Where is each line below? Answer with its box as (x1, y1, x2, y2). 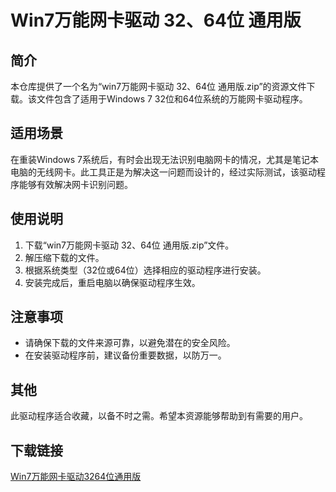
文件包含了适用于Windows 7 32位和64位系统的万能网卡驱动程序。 (36, 93, 308, 105)
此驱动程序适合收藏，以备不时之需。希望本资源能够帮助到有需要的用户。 (10, 410, 308, 422)
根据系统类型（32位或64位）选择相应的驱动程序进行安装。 (24, 264, 267, 276)
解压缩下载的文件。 (24, 251, 105, 263)
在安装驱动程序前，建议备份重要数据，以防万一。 (24, 349, 227, 361)
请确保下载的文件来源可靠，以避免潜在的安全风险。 (24, 337, 236, 349)
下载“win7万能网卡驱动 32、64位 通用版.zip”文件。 (24, 239, 235, 251)
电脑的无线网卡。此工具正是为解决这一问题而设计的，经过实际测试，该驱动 (10, 166, 317, 178)
